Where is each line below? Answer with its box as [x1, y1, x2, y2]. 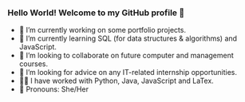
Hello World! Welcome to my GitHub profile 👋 [7, 7, 185, 18]
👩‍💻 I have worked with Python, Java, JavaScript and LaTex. [18, 76, 215, 86]
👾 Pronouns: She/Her [18, 84, 89, 94]
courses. [18, 59, 49, 69]
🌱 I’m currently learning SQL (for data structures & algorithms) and [18, 33, 237, 43]
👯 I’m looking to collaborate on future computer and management [18, 51, 235, 61]
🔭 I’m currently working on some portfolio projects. [18, 25, 187, 35]
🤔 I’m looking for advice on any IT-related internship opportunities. [18, 68, 237, 77]
